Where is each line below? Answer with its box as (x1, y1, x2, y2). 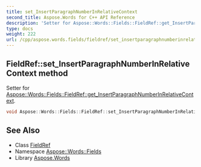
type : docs (6, 25, 33, 32)
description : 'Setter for (6, 20, 71, 26)
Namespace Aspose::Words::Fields (14, 148, 102, 155)
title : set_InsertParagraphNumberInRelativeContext (6, 8, 138, 15)
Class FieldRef (14, 141, 51, 148)
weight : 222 (6, 31, 36, 37)
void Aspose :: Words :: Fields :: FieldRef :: (6, 109, 109, 115)
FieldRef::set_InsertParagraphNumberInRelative (6, 59, 190, 69)
